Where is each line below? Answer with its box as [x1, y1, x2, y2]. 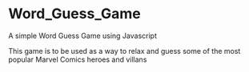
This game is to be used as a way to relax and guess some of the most [8, 46, 241, 55]
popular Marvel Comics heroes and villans [8, 55, 147, 64]
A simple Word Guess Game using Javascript [8, 31, 158, 40]
